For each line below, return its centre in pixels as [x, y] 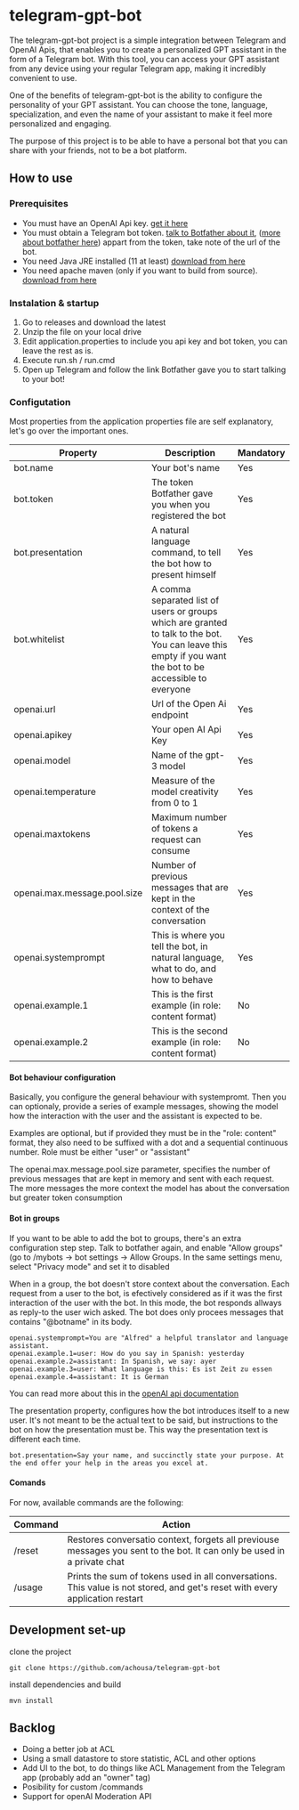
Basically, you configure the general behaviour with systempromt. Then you [148, 1097]
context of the [181, 910]
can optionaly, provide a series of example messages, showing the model [144, 1107]
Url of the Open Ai [189, 704]
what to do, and [183, 969]
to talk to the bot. [186, 634]
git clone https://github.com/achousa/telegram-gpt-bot [115, 1668]
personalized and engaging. [61, 123]
